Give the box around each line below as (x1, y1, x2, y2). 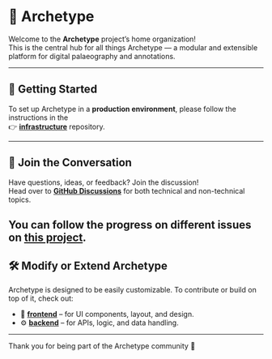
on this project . (8, 230, 87, 244)
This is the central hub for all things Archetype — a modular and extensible (8, 42, 258, 52)
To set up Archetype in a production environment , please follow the (8, 104, 236, 113)
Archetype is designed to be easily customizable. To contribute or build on (8, 284, 257, 294)
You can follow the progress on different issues (8, 218, 252, 232)
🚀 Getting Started (8, 83, 98, 96)
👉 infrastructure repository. (8, 122, 105, 131)
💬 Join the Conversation (8, 156, 132, 169)
